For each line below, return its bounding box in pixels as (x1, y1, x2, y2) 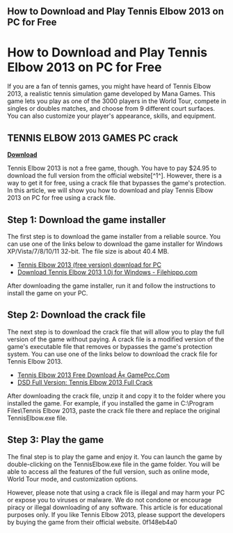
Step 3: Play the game (7, 434, 104, 446)
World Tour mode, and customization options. (7, 474, 138, 483)
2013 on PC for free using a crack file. (7, 194, 116, 202)
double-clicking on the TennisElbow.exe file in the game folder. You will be (7, 460, 220, 468)
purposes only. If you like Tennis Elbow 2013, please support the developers (7, 510, 225, 518)
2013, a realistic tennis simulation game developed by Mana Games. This (7, 90, 216, 98)
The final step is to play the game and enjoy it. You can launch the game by (7, 452, 223, 461)
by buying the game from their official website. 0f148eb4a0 (7, 518, 177, 526)
